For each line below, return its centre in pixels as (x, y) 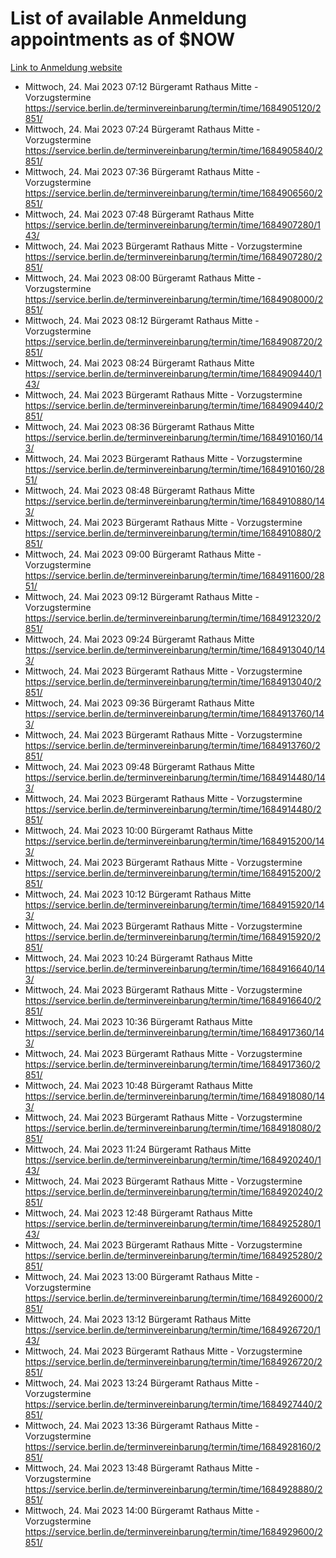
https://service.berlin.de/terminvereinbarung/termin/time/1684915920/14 (174, 904)
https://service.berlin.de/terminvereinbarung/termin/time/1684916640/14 (175, 968)
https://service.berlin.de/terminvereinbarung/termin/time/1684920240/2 (173, 1191)
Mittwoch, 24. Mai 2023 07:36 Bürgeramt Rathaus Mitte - (142, 171)
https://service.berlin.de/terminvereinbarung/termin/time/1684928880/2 (173, 1489)
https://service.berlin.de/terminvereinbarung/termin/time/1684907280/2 (173, 256)
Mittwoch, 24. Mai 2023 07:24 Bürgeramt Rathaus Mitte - (142, 129)
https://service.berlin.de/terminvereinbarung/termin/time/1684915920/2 (173, 936)
